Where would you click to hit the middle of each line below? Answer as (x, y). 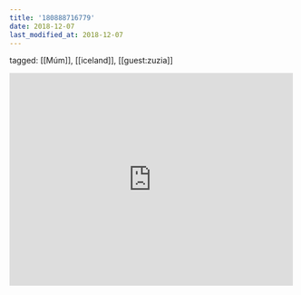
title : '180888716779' (52, 18)
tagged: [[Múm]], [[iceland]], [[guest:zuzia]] (92, 61)
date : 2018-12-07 (42, 26)
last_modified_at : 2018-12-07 (67, 34)
